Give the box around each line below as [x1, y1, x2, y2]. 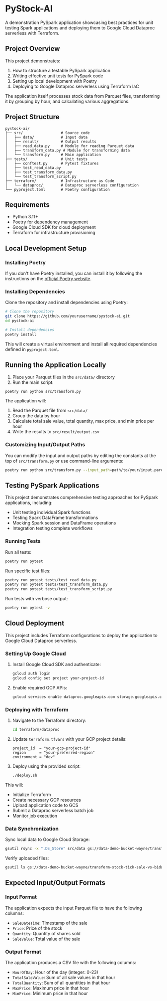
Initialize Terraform [12, 791, 51, 798]
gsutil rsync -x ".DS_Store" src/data [5, 846, 85, 851]
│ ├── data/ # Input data [5, 135, 88, 140]
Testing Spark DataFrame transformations [12, 514, 98, 521]
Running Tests [5, 538, 41, 545]
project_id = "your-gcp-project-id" [12, 746, 91, 751]
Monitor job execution [12, 813, 58, 819]
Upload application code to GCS [12, 802, 79, 808]
